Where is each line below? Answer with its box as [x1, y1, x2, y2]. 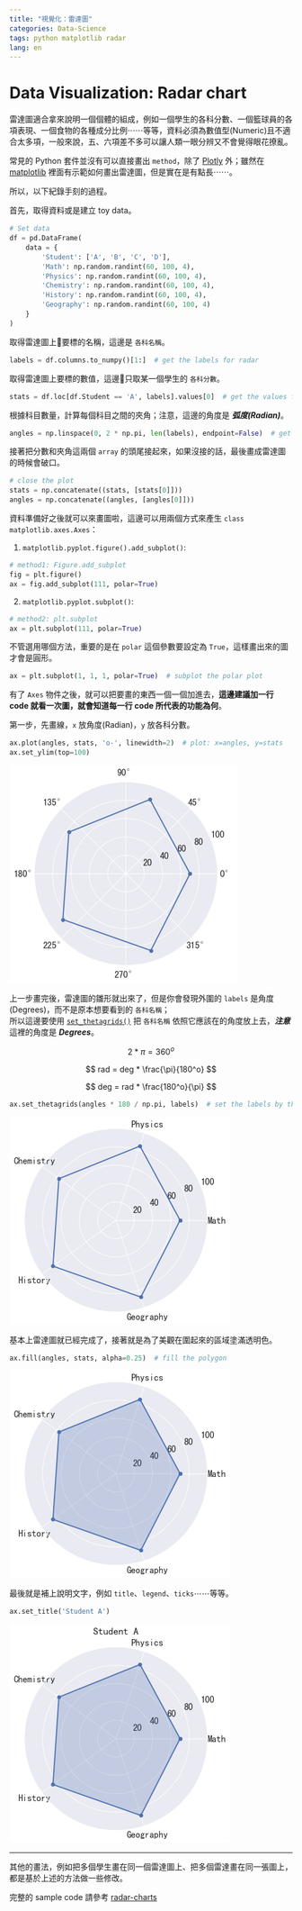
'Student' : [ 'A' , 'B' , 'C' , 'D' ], [41, 252, 171, 261]
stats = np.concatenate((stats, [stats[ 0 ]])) [9, 486, 182, 495]
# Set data [9, 224, 50, 233]
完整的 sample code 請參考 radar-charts [9, 1892, 157, 1903]
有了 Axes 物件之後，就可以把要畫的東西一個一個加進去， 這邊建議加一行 [9, 689, 274, 700]
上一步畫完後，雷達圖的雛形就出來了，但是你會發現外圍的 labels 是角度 [9, 993, 274, 1004]
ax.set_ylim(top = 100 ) [9, 748, 91, 757]
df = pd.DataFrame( [9, 234, 83, 243]
